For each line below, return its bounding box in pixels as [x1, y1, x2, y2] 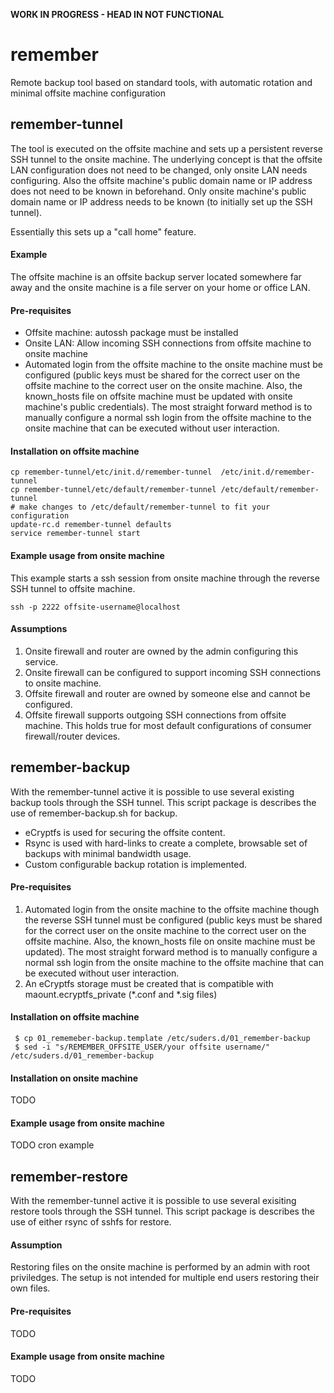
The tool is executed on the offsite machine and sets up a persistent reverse [10, 142, 323, 154]
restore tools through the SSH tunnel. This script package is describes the [10, 1205, 315, 1218]
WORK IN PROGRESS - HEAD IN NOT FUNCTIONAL [10, 9, 225, 20]
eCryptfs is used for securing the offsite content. [24, 826, 226, 838]
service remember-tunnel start [10, 529, 141, 539]
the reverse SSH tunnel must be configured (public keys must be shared [24, 914, 323, 926]
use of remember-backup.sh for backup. [10, 807, 178, 819]
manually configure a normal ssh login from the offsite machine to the [24, 412, 312, 424]
